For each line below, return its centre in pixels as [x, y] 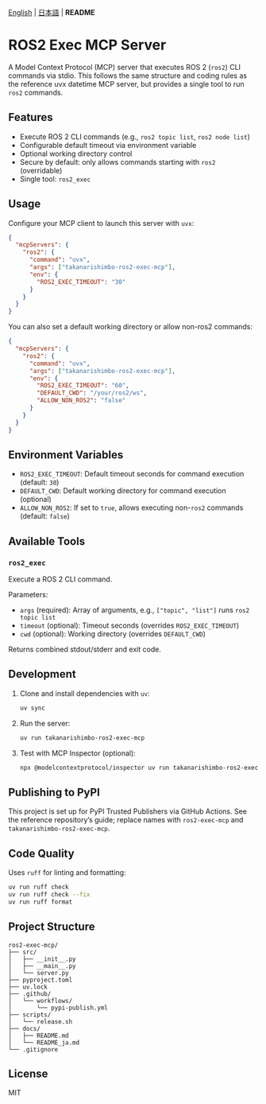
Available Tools [47, 541]
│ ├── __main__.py [42, 966]
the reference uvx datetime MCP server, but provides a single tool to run [126, 84]
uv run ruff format [40, 902]
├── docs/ [25, 1028]
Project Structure [52, 927]
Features [31, 117]
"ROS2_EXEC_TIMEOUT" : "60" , [83, 386]
